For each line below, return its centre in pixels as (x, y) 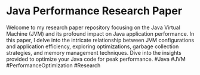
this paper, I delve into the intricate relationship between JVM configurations (100, 40)
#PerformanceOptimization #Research (53, 65)
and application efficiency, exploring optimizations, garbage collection (93, 46)
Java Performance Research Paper (94, 11)
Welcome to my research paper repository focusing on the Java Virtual (93, 27)
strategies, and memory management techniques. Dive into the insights (94, 52)
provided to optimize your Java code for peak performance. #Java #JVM (96, 59)
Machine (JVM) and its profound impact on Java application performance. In (100, 33)
